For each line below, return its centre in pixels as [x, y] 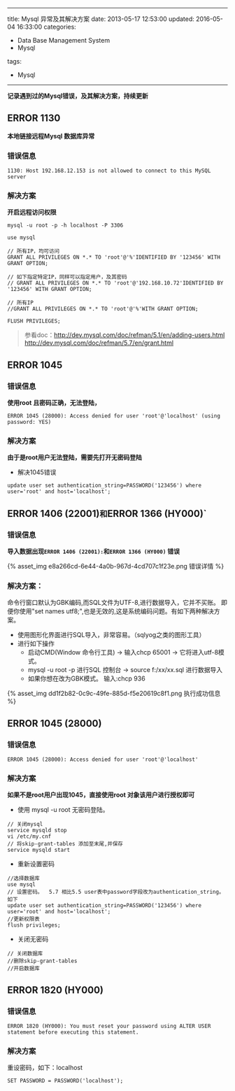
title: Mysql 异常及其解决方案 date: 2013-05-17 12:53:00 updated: [101, 19]
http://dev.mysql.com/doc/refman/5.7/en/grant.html [99, 343]
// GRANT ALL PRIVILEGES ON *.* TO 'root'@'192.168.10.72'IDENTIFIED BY [115, 283]
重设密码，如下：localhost [45, 1068]
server [17, 177]
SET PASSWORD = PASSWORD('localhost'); [65, 1081]
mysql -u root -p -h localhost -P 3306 [65, 226]
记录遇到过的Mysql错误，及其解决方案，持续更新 [78, 96]
